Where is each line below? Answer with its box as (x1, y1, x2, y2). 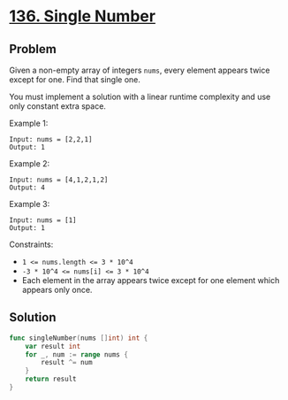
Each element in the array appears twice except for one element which (21, 275, 280, 285)
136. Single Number (9, 6, 156, 27)
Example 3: (9, 199, 50, 209)
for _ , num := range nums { (25, 350, 128, 359)
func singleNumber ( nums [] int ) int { (9, 334, 148, 342)
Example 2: (9, 158, 50, 169)
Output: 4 (9, 183, 46, 192)
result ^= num (41, 358, 93, 367)
